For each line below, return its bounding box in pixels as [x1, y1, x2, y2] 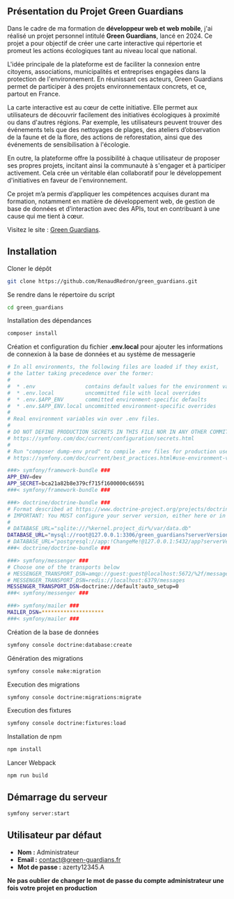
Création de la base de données [7, 628, 99, 636]
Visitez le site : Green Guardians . [7, 225, 101, 233]
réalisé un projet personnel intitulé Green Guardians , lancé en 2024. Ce [7, 31, 213, 40]
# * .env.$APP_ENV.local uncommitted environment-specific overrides [7, 402, 217, 409]
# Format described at [7, 506, 73, 513]
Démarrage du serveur [7, 791, 108, 803]
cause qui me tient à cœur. [7, 212, 84, 220]
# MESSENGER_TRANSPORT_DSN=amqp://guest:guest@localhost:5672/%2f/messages [7, 570, 232, 577]
